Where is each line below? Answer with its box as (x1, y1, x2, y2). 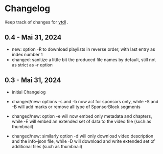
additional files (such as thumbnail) (11, 143, 83, 149)
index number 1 (11, 51, 43, 57)
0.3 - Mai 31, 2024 (4, 76, 62, 85)
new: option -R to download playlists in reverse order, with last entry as (11, 46, 155, 52)
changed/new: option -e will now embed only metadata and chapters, (11, 113, 152, 119)
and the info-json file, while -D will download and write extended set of (11, 138, 155, 144)
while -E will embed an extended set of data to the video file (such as (11, 118, 152, 124)
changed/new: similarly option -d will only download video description (11, 133, 154, 139)
